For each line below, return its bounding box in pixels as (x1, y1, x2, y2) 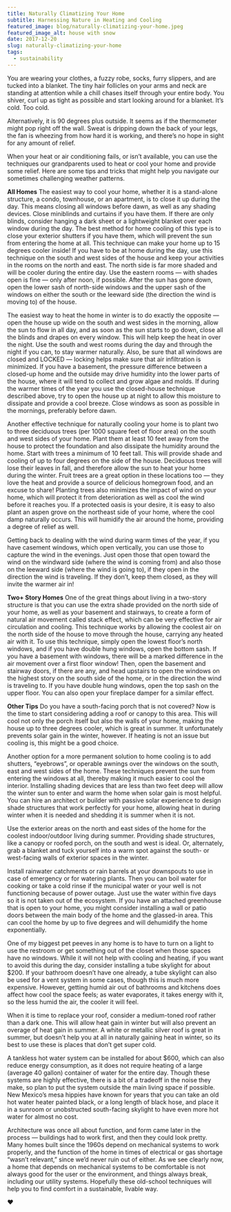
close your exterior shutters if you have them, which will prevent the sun (7, 231, 212, 240)
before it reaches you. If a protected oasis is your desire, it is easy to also (7, 500, 215, 508)
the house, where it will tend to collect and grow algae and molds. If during (7, 377, 219, 385)
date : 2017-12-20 (7, 36, 57, 43)
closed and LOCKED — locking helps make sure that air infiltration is (7, 355, 201, 363)
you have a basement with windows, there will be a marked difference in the (7, 652, 223, 660)
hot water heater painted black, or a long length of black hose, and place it (7, 1097, 219, 1106)
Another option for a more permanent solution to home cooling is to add (7, 752, 212, 760)
